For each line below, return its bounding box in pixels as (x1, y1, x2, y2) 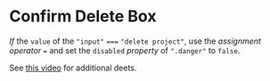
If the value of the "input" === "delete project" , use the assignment (9, 36, 261, 46)
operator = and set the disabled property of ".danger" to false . (9, 45, 241, 55)
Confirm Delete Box (9, 6, 157, 27)
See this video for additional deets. (9, 62, 137, 73)
